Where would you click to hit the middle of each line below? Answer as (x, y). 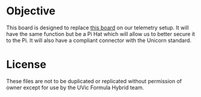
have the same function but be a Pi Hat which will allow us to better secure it (100, 34)
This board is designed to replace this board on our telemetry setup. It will (97, 28)
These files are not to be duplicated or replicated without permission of (94, 81)
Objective (31, 11)
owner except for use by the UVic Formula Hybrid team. (75, 87)
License (26, 65)
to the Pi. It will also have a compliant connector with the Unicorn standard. (99, 40)
